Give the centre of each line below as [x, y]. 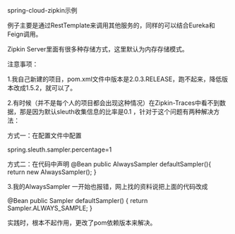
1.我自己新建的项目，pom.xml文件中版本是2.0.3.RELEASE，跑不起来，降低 [115, 79]
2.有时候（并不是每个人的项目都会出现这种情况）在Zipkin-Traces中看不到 [114, 103]
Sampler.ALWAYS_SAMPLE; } [50, 208]
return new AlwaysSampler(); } [52, 172]
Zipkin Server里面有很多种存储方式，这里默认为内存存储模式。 [98, 49]
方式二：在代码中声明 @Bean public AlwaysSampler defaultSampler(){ [109, 164]
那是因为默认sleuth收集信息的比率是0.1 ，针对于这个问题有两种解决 [116, 112]
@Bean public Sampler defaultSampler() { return [78, 201]
